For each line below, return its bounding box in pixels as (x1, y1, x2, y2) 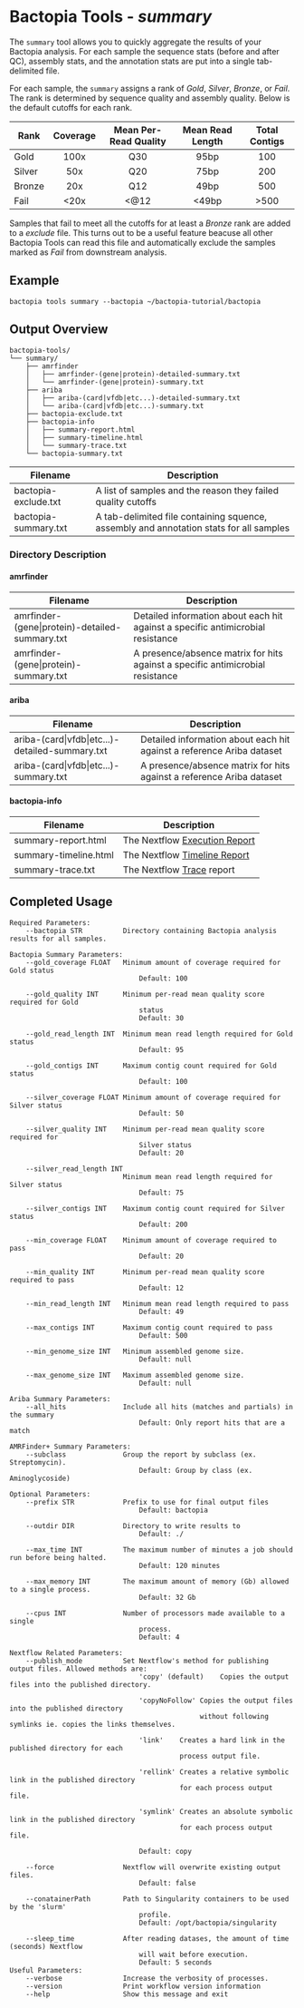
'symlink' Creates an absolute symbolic (138, 1807, 294, 1816)
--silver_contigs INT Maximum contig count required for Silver (25, 1204, 285, 1213)
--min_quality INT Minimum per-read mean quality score (25, 1267, 265, 1276)
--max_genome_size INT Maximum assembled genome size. (25, 1370, 245, 1379)
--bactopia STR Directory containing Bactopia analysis (25, 926, 278, 935)
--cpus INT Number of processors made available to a (25, 1608, 285, 1618)
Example (9, 273, 60, 288)
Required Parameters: (9, 918, 91, 927)
